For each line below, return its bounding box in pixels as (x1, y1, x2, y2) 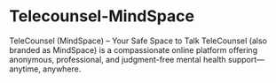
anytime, (9, 64, 42, 74)
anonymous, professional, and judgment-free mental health (9, 54, 226, 64)
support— (227, 54, 264, 64)
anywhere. (43, 64, 82, 74)
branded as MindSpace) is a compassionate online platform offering (9, 44, 258, 55)
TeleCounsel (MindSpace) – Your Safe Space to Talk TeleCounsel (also (9, 35, 268, 46)
